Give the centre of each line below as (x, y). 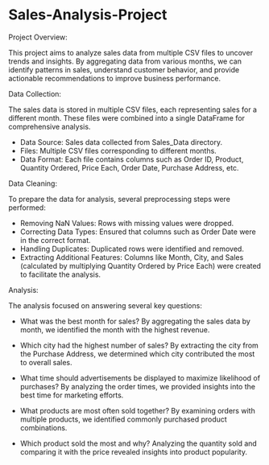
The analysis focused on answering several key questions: (106, 305)
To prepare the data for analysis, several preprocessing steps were (120, 199)
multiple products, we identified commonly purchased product (123, 419)
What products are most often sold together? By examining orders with (137, 410)
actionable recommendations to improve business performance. (115, 78)
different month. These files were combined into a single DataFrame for (127, 117)
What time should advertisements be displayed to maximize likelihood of (140, 378)
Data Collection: (35, 93)
